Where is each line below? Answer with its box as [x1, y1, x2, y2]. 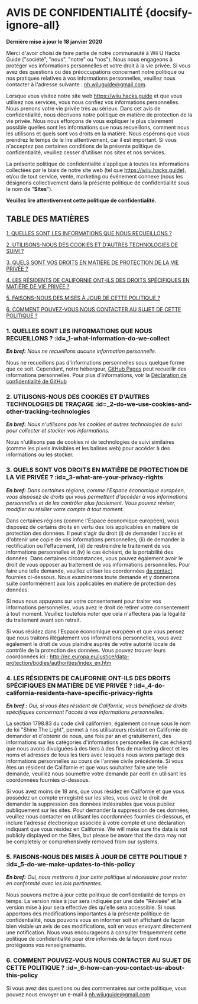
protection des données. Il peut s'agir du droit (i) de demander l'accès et [6, 529, 183, 537]
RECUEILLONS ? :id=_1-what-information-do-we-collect [6, 334, 170, 342]
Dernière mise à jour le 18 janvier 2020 [6, 38, 103, 45]
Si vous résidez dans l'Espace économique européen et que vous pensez [6, 628, 185, 635]
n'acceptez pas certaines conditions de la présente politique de [6, 142, 161, 150]
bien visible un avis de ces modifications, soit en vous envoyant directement [6, 922, 192, 930]
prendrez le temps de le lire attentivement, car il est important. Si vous [6, 136, 177, 143]
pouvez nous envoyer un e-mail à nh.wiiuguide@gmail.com [6, 990, 151, 998]
